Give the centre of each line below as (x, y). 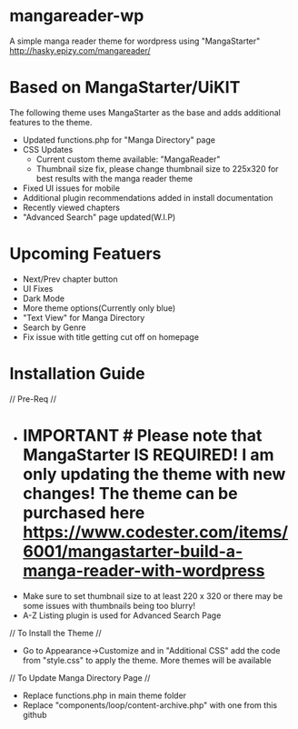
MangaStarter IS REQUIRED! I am (148, 454)
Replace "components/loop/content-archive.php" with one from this (150, 704)
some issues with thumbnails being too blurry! (109, 605)
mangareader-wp (77, 16)
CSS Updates (48, 149)
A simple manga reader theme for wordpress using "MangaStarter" (135, 41)
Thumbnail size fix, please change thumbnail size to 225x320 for (157, 168)
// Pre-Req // (33, 399)
